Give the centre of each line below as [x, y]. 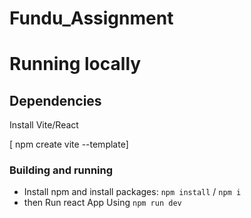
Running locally [75, 64]
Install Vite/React [44, 125]
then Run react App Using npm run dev [102, 203]
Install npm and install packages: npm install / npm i [132, 192]
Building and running [61, 170]
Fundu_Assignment [91, 18]
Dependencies [55, 100]
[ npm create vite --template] [69, 144]
